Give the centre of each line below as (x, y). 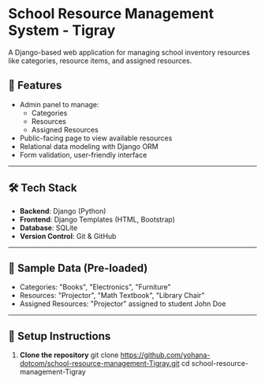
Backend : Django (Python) (63, 211)
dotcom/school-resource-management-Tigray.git (99, 363)
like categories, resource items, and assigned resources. (100, 61)
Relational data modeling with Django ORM (89, 146)
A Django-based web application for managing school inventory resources (129, 52)
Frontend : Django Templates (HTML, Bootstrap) (97, 219)
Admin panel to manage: (60, 104)
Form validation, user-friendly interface (83, 155)
